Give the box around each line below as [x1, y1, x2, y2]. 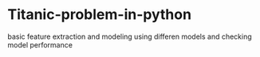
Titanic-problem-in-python [7, 6, 192, 24]
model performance [7, 40, 73, 49]
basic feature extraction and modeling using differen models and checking [7, 32, 252, 41]
